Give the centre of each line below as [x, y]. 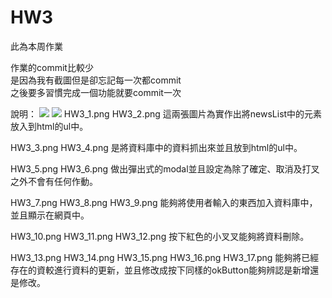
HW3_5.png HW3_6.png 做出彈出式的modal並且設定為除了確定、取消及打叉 [165, 168]
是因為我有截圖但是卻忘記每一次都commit [96, 80]
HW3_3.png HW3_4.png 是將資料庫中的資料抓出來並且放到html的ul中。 [156, 147]
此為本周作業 [36, 46]
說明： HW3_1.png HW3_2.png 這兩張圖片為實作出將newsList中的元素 [166, 113]
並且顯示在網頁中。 [50, 215]
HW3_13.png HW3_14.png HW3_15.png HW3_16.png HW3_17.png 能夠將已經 [165, 257]
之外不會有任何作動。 [54, 181]
